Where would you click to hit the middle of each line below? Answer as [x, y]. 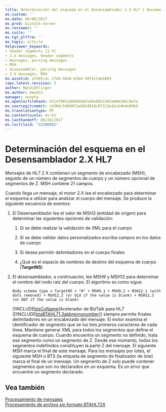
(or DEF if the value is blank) [45, 300]
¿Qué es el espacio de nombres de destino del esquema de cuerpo [88, 262]
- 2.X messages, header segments [40, 56]
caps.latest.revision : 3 [31, 83]
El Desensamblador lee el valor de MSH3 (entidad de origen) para [79, 213]
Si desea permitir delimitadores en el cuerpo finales [72, 252]
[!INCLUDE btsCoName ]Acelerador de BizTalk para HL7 [68, 309]
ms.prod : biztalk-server [31, 23]
